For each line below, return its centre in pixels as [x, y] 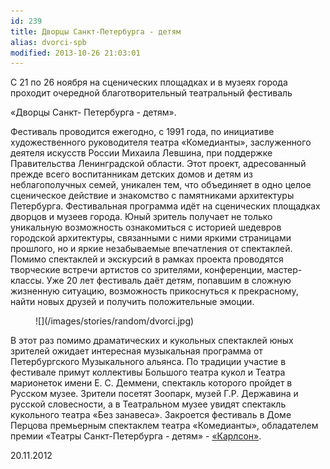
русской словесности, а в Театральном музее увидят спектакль [148, 404]
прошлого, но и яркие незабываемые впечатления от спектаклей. [151, 249]
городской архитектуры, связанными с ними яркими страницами [151, 238]
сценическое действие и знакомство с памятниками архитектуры [152, 196]
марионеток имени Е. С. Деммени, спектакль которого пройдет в [151, 383]
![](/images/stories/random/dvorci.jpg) [115, 321]
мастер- [284, 270]
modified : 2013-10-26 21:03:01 [75, 53]
